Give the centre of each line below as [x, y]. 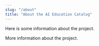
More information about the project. [42, 38]
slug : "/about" [21, 10]
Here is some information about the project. [50, 28]
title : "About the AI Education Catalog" [49, 14]
